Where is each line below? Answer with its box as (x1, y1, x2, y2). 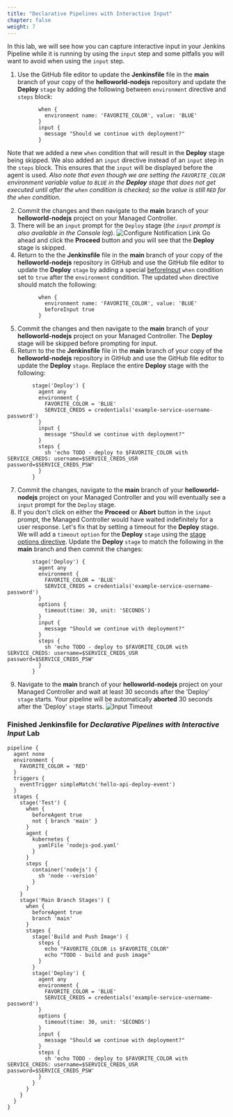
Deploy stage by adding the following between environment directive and (17, 85, 226, 94)
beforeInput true (44, 306, 95, 313)
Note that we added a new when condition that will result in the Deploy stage (7, 149, 225, 157)
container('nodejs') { (32, 866, 98, 873)
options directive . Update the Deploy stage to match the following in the (17, 537, 224, 546)
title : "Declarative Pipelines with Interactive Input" (7, 10, 172, 17)
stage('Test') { (19, 799, 67, 806)
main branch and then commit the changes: (17, 545, 143, 553)
